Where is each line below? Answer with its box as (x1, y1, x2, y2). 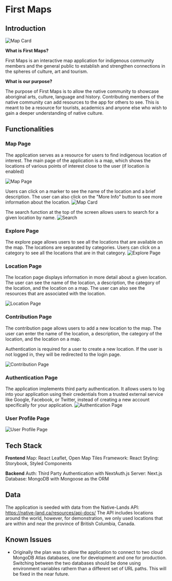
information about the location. (5, 199, 71, 205)
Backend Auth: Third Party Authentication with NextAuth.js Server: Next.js (5, 470, 163, 476)
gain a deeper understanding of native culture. (5, 110, 104, 116)
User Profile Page (5, 414, 50, 422)
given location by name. (5, 214, 56, 221)
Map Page (5, 140, 31, 147)
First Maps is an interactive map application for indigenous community (5, 57, 154, 64)
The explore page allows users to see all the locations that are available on (5, 238, 163, 245)
